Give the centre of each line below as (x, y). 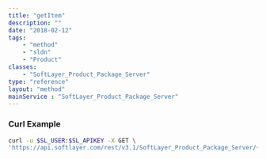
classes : (23, 67)
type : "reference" (38, 81)
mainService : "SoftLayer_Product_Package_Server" (93, 97)
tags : (17, 38)
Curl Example (34, 124)
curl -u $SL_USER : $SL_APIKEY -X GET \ (72, 140)
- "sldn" (37, 52)
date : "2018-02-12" (40, 30)
